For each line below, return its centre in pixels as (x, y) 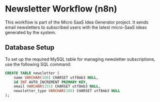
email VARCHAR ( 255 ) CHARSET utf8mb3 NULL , (57, 87)
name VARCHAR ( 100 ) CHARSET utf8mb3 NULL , (56, 77)
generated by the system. (31, 32)
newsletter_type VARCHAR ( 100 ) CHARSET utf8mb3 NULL (67, 91)
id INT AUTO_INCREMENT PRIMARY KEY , (51, 82)
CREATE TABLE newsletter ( (32, 73)
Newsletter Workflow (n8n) (61, 9)
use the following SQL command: (38, 64)
